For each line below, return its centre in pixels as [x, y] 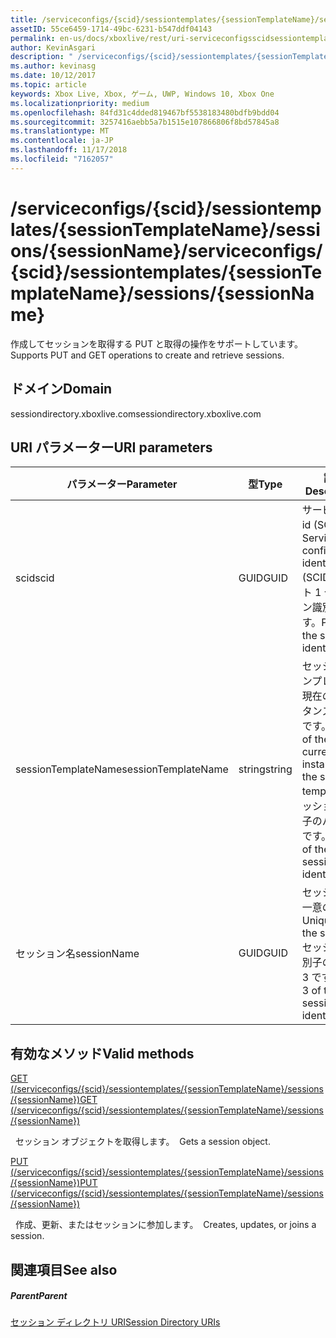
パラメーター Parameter [122, 484]
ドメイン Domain [61, 389]
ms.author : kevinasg [53, 66]
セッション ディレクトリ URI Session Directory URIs [115, 1322]
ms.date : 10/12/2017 [53, 76]
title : [24, 19]
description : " [42, 57]
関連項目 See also [64, 1269]
